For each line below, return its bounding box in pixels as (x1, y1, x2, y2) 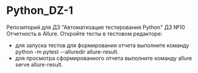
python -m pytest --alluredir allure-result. (15, 48, 119, 55)
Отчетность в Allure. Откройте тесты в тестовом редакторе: (6, 30, 163, 37)
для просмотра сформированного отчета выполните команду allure (15, 54, 193, 62)
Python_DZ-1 (6, 4, 74, 17)
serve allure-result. (15, 61, 63, 68)
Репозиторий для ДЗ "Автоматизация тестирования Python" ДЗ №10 (6, 24, 185, 31)
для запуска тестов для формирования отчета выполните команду (15, 42, 189, 49)
